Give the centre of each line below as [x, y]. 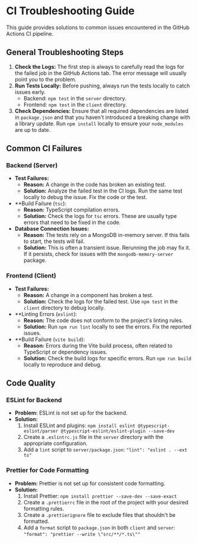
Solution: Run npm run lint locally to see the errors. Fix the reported [107, 326]
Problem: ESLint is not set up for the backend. [71, 413]
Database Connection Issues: [52, 229]
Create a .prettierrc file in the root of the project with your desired [106, 502]
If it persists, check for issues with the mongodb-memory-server [98, 254]
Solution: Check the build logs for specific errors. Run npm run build [107, 358]
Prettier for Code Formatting [48, 471]
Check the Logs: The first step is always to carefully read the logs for [99, 67]
